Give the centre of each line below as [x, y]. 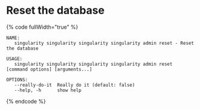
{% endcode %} [26, 101]
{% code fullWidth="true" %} [42, 27]
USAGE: [14, 59]
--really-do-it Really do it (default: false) [75, 85]
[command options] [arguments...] [49, 69]
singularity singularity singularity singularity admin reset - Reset [104, 43]
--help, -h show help [48, 90]
